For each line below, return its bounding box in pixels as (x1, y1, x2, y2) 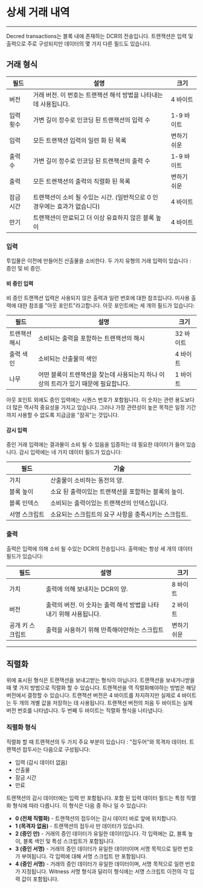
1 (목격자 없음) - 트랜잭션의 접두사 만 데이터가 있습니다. (14, 822, 144, 829)
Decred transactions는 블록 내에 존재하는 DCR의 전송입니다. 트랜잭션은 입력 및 (6, 32, 193, 39)
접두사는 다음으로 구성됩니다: (22, 746, 91, 753)
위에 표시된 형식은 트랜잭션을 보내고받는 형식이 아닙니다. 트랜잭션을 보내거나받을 (6, 676, 195, 684)
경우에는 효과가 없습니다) (33, 202, 100, 210)
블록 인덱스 (9, 499, 39, 507)
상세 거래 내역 (6, 5, 70, 19)
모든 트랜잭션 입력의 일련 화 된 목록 (33, 136, 127, 144)
